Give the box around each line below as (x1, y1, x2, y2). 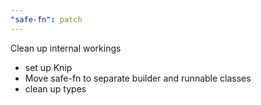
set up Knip (24, 61, 73, 73)
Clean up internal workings (10, 42, 122, 54)
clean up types (24, 82, 87, 95)
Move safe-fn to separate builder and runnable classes (24, 72, 252, 84)
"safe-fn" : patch (10, 14, 83, 25)
